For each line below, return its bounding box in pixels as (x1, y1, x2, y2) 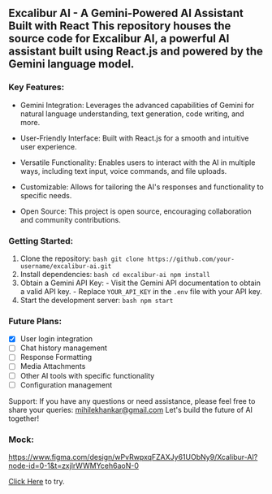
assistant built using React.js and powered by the (8, 45, 264, 58)
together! (8, 414, 39, 423)
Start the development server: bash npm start (19, 295, 174, 305)
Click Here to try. (8, 476, 65, 486)
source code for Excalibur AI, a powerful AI (8, 32, 230, 45)
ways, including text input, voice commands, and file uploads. (19, 166, 227, 175)
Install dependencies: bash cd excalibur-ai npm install (19, 269, 211, 279)
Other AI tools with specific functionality (19, 370, 155, 380)
